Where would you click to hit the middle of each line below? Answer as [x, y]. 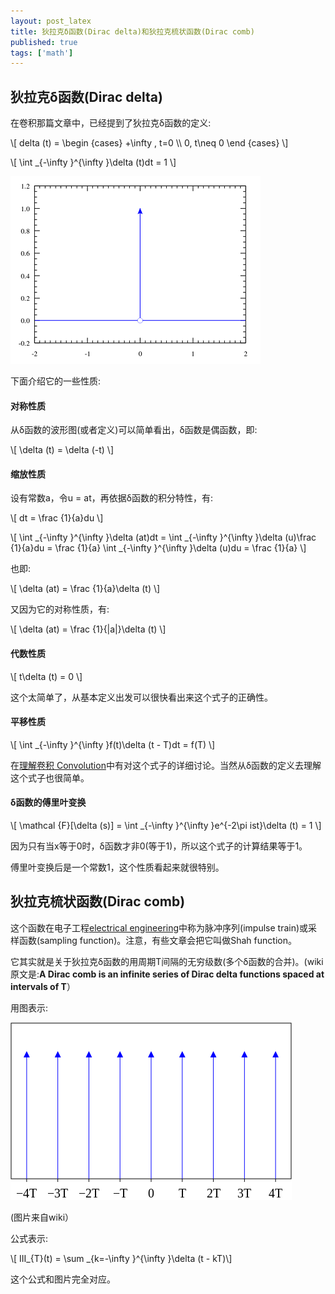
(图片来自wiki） [42, 1217]
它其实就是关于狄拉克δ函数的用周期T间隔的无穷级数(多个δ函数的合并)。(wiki [167, 961]
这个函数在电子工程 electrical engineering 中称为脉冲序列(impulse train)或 [159, 927]
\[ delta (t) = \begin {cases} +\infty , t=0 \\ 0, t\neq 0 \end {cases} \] [149, 143]
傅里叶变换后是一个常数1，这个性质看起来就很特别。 [117, 867]
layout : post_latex [51, 21]
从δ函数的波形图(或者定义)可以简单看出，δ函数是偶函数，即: [134, 430]
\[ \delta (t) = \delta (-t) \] [62, 450]
